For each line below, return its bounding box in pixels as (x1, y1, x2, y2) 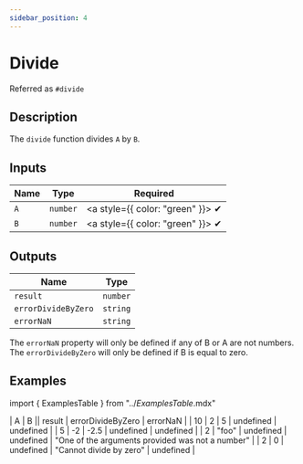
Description (9, 109, 78, 124)
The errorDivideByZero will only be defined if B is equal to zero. (9, 347, 248, 357)
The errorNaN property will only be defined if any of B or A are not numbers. (9, 337, 295, 348)
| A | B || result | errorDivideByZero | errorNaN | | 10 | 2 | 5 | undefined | (9, 415, 277, 426)
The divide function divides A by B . (9, 133, 141, 144)
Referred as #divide (9, 83, 85, 94)
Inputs (9, 160, 47, 175)
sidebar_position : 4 (9, 13, 89, 23)
